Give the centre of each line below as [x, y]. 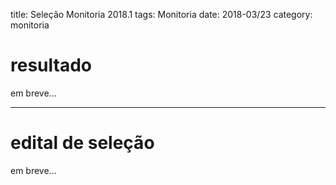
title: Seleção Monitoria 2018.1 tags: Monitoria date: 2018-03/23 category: [161, 14]
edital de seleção [82, 143]
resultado [51, 65]
